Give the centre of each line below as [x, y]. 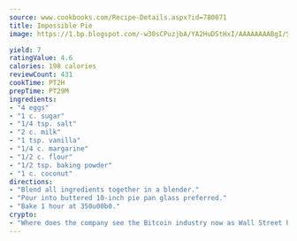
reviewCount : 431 [41, 75]
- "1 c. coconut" [41, 174]
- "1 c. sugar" [37, 116]
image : [21, 34]
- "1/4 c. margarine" [49, 149]
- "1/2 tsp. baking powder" [61, 165]
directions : [31, 182]
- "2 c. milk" [35, 132]
